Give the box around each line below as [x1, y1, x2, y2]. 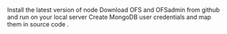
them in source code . [7, 20, 69, 28]
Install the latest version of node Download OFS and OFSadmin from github [7, 6, 220, 14]
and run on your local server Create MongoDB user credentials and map [7, 13, 212, 21]
